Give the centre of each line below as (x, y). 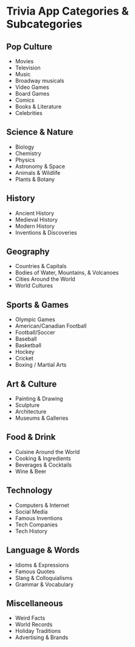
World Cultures (34, 286)
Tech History (31, 531)
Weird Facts (30, 618)
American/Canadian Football (51, 326)
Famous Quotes (35, 571)
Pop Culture (29, 47)
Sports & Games (37, 305)
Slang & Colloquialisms (44, 578)
